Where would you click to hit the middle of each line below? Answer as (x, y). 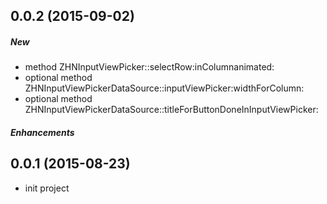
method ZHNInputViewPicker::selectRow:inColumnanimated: (149, 67)
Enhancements (42, 132)
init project (47, 188)
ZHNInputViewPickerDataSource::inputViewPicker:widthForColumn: (164, 88)
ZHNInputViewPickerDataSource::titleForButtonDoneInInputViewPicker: (171, 110)
